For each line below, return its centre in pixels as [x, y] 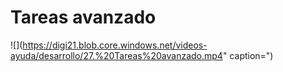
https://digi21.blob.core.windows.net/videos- [115, 45]
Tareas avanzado [83, 17]
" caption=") [248, 55]
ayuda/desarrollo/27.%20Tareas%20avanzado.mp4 [116, 55]
